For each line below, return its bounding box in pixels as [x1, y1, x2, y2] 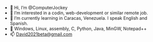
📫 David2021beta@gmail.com [9, 31, 72, 37]
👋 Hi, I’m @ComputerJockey [9, 5, 68, 10]
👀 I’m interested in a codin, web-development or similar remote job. [9, 10, 148, 16]
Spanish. [9, 20, 28, 26]
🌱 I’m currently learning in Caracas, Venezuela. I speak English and [9, 15, 148, 21]
